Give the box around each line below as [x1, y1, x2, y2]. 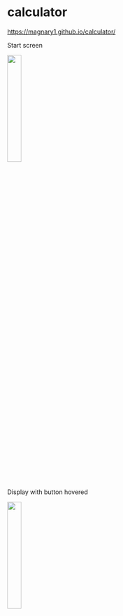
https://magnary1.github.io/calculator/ [7, 27, 116, 36]
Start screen [7, 41, 43, 49]
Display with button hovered [7, 488, 89, 496]
